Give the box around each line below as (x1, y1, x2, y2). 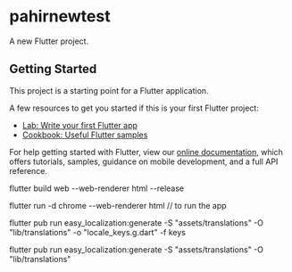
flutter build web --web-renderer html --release (9, 183, 185, 194)
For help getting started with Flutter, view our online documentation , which (9, 146, 284, 157)
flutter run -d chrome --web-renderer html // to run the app (9, 200, 227, 210)
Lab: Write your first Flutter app (21, 120, 138, 130)
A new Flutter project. (9, 36, 89, 46)
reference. (9, 165, 47, 176)
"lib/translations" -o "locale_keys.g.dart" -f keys (9, 227, 186, 237)
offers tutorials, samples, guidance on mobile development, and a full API (9, 156, 279, 167)
